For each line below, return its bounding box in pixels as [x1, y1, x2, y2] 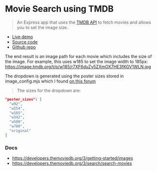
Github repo [12, 44, 36, 50]
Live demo [12, 34, 33, 40]
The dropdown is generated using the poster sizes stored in [5, 73, 124, 79]
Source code [12, 39, 38, 44]
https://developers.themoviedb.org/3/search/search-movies [12, 160, 132, 166]
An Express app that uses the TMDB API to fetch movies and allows [16, 19, 151, 25]
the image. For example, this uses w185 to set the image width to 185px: [5, 58, 148, 64]
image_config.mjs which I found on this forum [5, 78, 96, 84]
